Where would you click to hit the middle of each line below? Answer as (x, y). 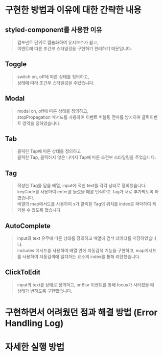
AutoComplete (28, 226)
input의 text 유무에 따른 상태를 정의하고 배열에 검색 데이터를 (74, 238)
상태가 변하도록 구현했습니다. (45, 291)
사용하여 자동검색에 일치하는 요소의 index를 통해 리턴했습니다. (81, 257)
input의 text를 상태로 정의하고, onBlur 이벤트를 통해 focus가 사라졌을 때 (86, 284)
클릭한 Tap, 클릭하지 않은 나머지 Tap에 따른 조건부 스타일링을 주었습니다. (86, 157)
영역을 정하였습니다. (41, 123)
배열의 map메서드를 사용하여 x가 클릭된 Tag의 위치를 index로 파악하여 (84, 204)
